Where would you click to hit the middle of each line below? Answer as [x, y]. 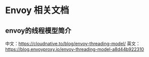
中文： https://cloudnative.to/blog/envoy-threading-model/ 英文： [73, 44]
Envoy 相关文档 [37, 10]
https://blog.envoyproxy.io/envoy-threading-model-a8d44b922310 [75, 49]
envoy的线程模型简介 [38, 31]
